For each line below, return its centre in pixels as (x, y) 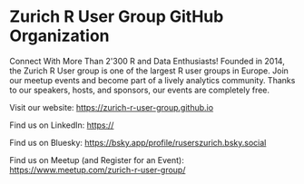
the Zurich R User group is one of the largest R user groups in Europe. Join (149, 71)
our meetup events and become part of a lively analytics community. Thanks (152, 80)
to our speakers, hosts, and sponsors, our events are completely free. (140, 90)
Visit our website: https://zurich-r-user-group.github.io (112, 107)
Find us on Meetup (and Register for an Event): (97, 160)
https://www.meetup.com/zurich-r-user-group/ (98, 169)
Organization (59, 36)
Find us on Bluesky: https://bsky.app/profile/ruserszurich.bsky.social (138, 142)
